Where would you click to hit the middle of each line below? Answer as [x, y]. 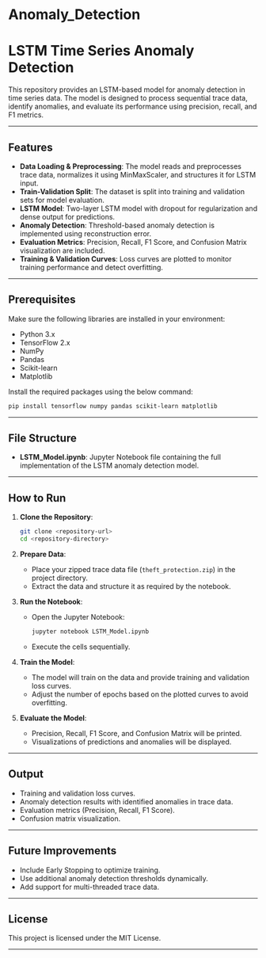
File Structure [42, 439]
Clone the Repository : [56, 517]
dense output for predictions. [67, 216]
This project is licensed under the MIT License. [85, 938]
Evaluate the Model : [53, 718]
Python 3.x [37, 334]
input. [29, 183]
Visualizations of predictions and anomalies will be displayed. [131, 742]
